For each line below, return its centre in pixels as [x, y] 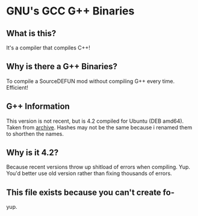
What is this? [31, 33]
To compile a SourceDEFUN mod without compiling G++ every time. [91, 81]
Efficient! [17, 87]
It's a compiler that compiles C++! [48, 48]
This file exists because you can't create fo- [90, 192]
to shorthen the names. [35, 134]
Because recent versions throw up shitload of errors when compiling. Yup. [98, 167]
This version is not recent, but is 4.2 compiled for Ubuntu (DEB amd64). [95, 121]
